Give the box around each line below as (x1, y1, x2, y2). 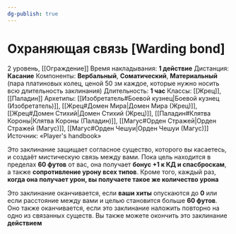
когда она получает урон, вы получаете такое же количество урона (7, 175, 219, 183)
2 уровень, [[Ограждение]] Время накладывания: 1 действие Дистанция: (7, 64, 230, 73)
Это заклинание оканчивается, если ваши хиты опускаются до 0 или (7, 188, 218, 197)
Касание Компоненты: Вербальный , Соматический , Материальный (7, 71, 218, 80)
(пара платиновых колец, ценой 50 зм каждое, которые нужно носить (7, 79, 220, 87)
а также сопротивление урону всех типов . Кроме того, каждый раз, (7, 167, 217, 176)
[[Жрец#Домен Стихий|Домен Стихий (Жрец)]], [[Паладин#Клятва (7, 109, 211, 117)
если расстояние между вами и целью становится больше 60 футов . (7, 196, 218, 204)
